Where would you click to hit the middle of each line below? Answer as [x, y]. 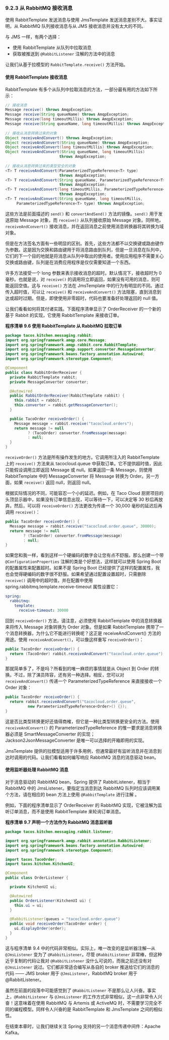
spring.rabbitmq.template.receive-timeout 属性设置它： [62, 587]
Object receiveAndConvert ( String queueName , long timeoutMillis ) [75, 152]
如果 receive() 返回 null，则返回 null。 [54, 482]
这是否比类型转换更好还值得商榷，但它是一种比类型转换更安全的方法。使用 [82, 721]
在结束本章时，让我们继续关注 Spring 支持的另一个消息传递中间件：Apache [83, 1026]
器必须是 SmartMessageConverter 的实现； [50, 734]
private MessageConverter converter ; [49, 382]
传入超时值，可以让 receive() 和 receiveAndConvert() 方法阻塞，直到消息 [81, 292]
